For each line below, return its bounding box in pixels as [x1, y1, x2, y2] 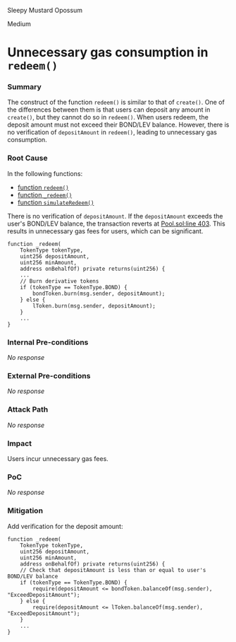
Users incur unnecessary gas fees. [7, 454, 109, 462]
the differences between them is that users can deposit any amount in [7, 105, 211, 114]
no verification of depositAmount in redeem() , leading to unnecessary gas [7, 128, 217, 136]
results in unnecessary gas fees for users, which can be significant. [7, 226, 204, 235]
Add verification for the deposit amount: [7, 522, 123, 530]
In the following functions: [7, 169, 83, 177]
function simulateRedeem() [17, 198, 94, 206]
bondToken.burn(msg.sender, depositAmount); [32, 290, 166, 297]
